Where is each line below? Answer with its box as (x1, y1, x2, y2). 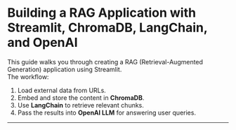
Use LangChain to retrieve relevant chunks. (17, 101, 144, 109)
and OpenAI (7, 35, 79, 50)
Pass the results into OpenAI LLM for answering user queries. (17, 108, 197, 117)
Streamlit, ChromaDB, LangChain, (7, 20, 208, 36)
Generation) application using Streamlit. (7, 65, 122, 73)
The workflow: (7, 72, 49, 81)
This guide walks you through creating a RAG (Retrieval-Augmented (7, 57, 204, 66)
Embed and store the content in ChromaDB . (17, 93, 145, 102)
